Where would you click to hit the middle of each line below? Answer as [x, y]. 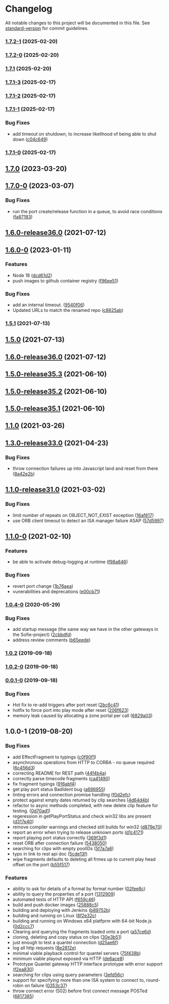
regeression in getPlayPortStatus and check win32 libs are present [82, 816]
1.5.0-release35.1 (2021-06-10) [55, 409]
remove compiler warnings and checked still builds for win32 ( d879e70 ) [87, 827]
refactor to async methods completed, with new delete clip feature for [85, 805]
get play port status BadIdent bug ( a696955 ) [59, 789]
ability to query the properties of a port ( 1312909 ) [64, 894]
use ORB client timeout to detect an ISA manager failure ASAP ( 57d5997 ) [88, 520]
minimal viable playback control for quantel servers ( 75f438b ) [77, 953]
